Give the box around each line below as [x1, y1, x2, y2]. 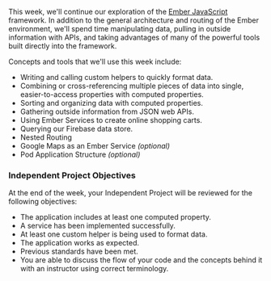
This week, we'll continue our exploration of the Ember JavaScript [8, 7, 228, 16]
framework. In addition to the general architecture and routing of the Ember [8, 15, 259, 25]
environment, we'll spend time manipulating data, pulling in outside [8, 24, 231, 33]
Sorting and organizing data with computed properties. [19, 99, 204, 107]
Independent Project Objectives [8, 170, 136, 181]
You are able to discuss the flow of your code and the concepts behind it [19, 255, 263, 265]
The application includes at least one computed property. [19, 212, 212, 222]
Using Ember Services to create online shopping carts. [19, 115, 202, 124]
